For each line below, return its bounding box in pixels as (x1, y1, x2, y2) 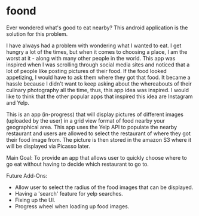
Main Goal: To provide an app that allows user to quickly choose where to (6, 154, 187, 161)
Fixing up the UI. (14, 196, 56, 203)
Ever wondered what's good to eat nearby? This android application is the (6, 24, 188, 31)
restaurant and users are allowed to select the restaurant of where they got (6, 130, 191, 137)
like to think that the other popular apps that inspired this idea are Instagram (6, 93, 193, 100)
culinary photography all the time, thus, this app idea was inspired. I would (6, 86, 189, 93)
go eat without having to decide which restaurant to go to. (6, 160, 149, 168)
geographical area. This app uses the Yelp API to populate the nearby (6, 123, 177, 130)
